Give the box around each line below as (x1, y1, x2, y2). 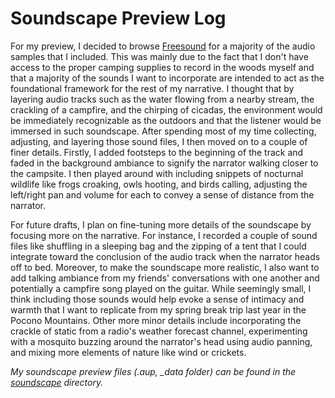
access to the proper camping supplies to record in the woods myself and (10, 61, 315, 73)
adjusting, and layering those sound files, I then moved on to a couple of (10, 135, 308, 147)
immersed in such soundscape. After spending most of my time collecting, (10, 125, 317, 137)
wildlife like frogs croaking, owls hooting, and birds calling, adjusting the (10, 178, 308, 190)
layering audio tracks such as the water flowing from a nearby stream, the (10, 93, 315, 105)
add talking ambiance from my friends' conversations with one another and (10, 272, 320, 284)
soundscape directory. (10, 376, 104, 388)
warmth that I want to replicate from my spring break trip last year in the (10, 303, 307, 316)
